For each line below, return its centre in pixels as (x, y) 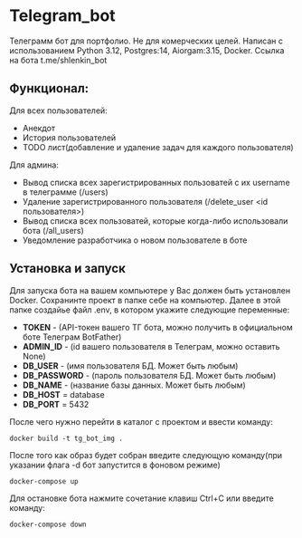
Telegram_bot (62, 16)
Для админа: (34, 165)
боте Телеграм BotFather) (72, 337)
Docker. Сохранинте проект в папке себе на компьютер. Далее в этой (145, 300)
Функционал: (49, 88)
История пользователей (69, 138)
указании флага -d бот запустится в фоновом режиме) (115, 465)
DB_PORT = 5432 (56, 404)
